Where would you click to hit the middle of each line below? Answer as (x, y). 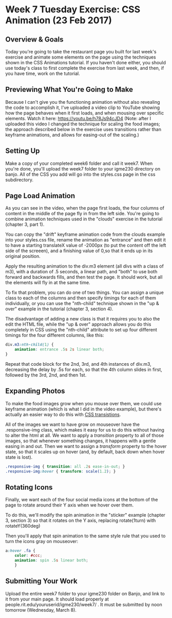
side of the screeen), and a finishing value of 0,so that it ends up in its (79, 251)
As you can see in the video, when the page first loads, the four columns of (85, 208)
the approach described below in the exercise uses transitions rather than (83, 129)
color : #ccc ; (28, 556)
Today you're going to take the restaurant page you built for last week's (81, 52)
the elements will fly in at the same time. (48, 283)
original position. (23, 256)
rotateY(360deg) (23, 526)
